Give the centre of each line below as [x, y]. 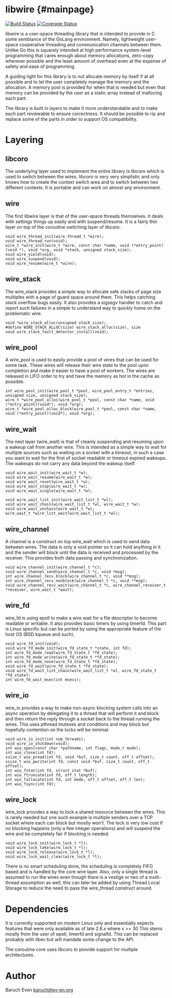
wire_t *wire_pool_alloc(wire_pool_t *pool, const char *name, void [80, 400]
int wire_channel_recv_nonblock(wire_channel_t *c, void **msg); [76, 581]
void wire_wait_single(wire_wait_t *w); [49, 491]
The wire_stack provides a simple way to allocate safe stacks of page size [83, 291]
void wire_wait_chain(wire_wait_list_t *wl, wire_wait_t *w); [73, 505]
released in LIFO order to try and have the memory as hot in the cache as [82, 376]
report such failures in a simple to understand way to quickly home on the [83, 308]
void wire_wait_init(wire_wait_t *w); [47, 473]
